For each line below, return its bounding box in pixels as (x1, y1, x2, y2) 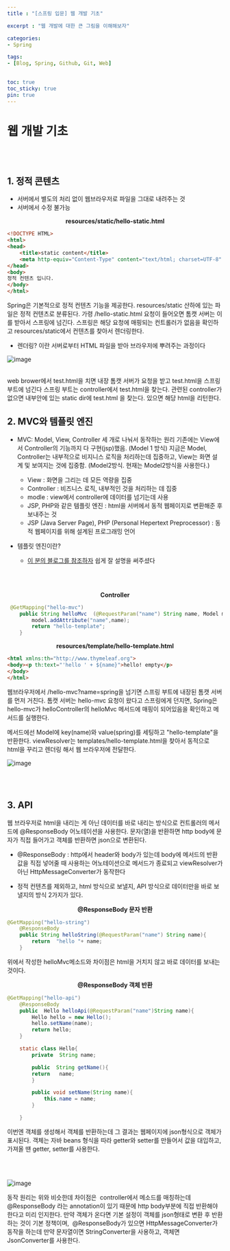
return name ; (31, 1070, 75, 1077)
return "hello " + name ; (31, 938, 103, 945)
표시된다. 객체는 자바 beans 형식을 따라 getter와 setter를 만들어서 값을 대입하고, (7, 1136, 221, 1144)
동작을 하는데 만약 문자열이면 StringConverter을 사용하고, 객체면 (7, 1227, 180, 1236)
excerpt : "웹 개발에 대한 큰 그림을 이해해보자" (7, 22, 130, 30)
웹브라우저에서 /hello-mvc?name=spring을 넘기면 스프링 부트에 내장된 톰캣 (7, 687, 210, 696)
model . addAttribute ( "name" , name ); (31, 617, 130, 623)
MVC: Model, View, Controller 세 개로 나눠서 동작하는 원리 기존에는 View (16, 435, 214, 444)
